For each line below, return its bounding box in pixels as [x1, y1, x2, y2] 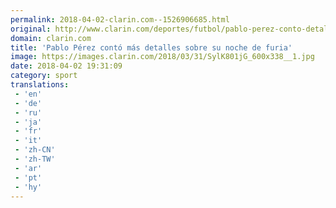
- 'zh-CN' [14, 145, 56, 155]
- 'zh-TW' [14, 154, 56, 164]
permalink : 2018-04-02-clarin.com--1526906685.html [10, 14, 230, 25]
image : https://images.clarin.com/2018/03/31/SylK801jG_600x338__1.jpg [10, 52, 315, 62]
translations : [10, 80, 70, 90]
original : [10, 24, 52, 34]
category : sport [10, 71, 78, 81]
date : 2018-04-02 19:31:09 [10, 61, 123, 71]
